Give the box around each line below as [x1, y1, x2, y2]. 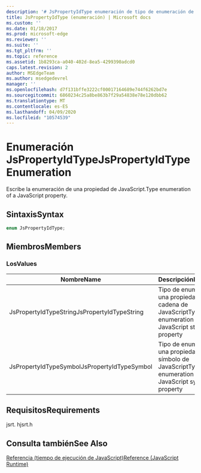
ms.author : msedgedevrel [6, 75, 68, 81]
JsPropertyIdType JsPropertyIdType [6, 153, 190, 166]
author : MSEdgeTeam [6, 70, 55, 76]
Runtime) [6, 460, 29, 468]
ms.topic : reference [6, 53, 58, 59]
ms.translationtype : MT [6, 98, 66, 104]
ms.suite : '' [6, 43, 39, 48]
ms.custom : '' [6, 20, 42, 26]
